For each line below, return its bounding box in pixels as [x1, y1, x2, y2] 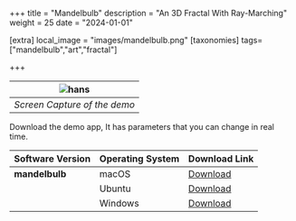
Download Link [188, 152, 254, 165]
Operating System [99, 152, 180, 165]
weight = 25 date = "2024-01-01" [9, 17, 134, 28]
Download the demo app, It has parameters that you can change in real [9, 122, 274, 132]
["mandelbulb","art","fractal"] [9, 44, 118, 55]
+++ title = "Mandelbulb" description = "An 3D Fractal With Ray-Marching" [9, 8, 288, 18]
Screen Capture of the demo [14, 98, 136, 111]
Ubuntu [99, 182, 131, 195]
